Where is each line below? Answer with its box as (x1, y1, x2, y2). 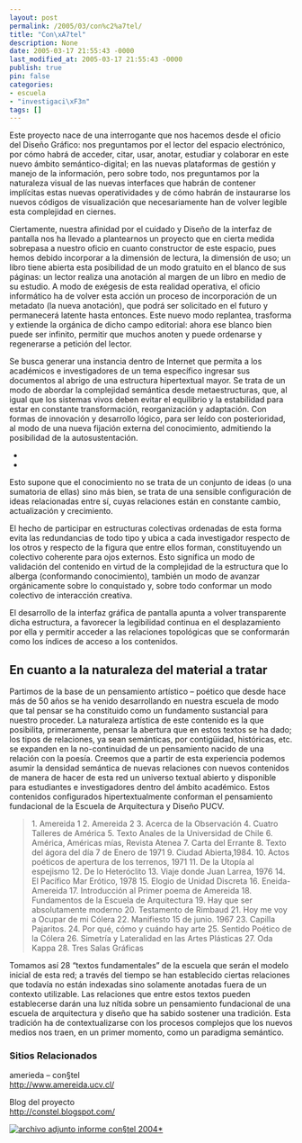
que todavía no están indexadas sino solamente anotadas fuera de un (9, 979, 267, 990)
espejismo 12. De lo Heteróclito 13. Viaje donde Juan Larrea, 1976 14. (31, 866, 286, 877)
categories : (9, 80, 54, 89)
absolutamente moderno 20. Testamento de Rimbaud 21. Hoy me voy (31, 904, 288, 915)
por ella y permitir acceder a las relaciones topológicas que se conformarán (9, 626, 290, 637)
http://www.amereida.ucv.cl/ (9, 1079, 115, 1090)
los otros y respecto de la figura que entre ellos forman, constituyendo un (9, 542, 282, 553)
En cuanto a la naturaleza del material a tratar (9, 662, 268, 678)
